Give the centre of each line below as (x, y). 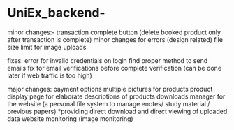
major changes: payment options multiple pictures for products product (110, 89)
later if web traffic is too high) (50, 75)
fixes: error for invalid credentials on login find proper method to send (108, 60)
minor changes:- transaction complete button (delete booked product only (114, 32)
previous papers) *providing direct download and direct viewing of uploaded (117, 111)
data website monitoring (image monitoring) (71, 118)
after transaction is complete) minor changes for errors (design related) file (115, 39)
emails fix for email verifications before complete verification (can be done (115, 68)
